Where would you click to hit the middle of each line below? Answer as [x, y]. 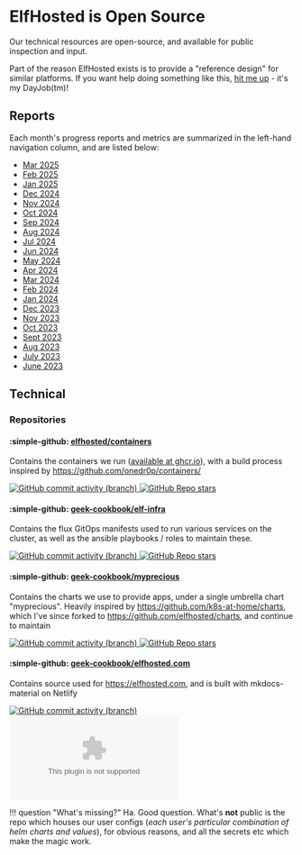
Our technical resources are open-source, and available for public [132, 41]
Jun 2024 [41, 250]
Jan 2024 [40, 298]
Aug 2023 [41, 346]
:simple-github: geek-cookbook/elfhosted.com [100, 663]
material [24, 693]
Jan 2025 [40, 184]
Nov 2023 [41, 318]
